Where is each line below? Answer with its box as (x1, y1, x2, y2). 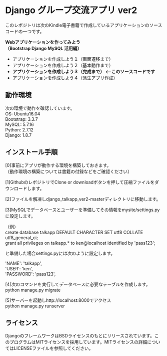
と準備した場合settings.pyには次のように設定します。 (5, 250, 115, 256)
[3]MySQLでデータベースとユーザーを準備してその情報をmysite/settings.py (5, 207, 160, 213)
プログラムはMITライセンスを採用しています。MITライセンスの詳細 (9, 339, 147, 345)
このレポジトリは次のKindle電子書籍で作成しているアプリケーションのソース (5, 22, 162, 28)
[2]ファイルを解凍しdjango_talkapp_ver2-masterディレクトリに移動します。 (5, 196, 161, 202)
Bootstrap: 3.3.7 (5, 116, 38, 122)
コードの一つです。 (5, 28, 44, 34)
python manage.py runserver (5, 303, 65, 309)
